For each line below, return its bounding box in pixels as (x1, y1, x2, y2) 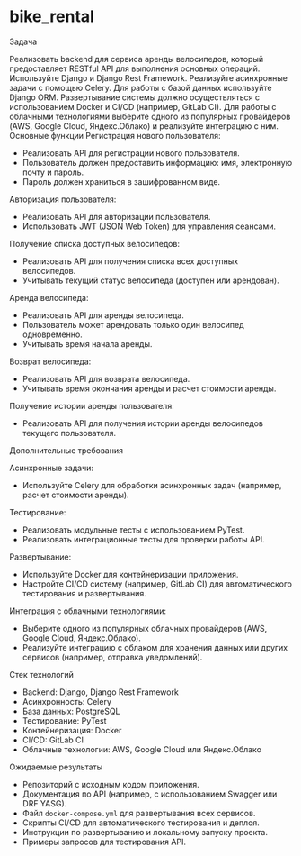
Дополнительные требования (9, 444, 124, 456)
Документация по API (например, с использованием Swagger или (22, 788, 278, 799)
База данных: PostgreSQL (22, 706, 120, 716)
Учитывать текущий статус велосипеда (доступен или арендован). (22, 275, 280, 286)
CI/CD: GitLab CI (22, 734, 84, 745)
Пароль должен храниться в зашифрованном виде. (22, 176, 221, 187)
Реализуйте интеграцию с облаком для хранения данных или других (22, 642, 288, 652)
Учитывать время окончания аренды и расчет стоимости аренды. (22, 383, 277, 394)
